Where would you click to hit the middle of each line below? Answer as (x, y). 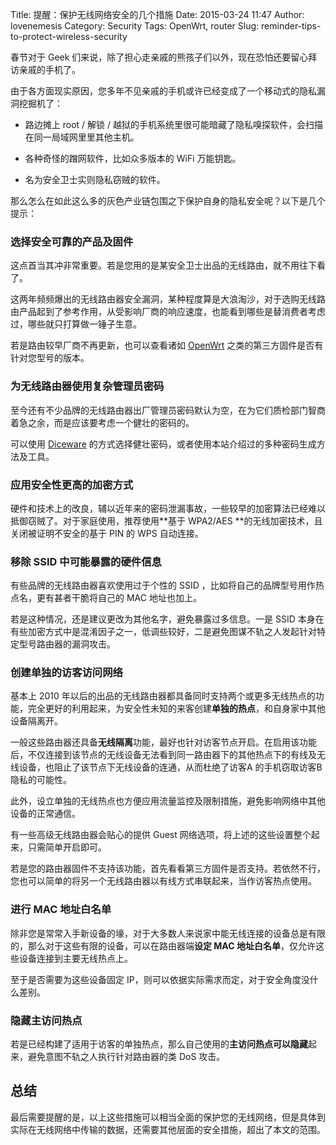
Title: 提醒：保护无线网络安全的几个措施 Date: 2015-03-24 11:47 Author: (157, 14)
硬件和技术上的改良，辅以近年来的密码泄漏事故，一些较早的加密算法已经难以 (168, 508)
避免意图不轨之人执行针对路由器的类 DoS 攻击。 (126, 1057)
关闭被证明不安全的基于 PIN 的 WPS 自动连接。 (107, 533)
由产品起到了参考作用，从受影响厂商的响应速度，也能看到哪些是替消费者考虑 (168, 312)
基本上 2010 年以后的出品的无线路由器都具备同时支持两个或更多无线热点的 (163, 696)
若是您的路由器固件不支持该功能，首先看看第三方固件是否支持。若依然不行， (168, 869)
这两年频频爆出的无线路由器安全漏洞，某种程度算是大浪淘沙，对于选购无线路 (168, 299)
